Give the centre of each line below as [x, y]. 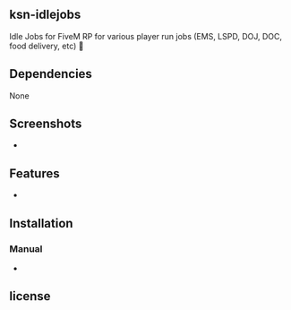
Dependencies [51, 74]
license [30, 296]
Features [34, 173]
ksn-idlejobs [45, 15]
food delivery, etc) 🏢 [47, 46]
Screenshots [46, 124]
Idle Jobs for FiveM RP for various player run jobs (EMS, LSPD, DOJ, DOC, [146, 36]
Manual [26, 248]
